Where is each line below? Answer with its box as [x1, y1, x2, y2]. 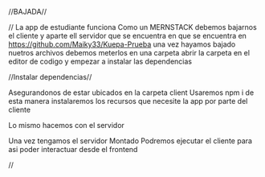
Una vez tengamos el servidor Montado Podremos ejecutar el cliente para [8, 136, 253, 146]
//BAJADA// [8, 7, 47, 16]
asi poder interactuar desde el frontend [8, 145, 138, 154]
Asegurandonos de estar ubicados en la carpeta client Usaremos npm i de [8, 88, 255, 97]
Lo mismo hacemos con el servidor [8, 121, 124, 130]
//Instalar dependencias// [8, 72, 92, 81]
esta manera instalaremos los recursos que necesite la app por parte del [8, 97, 248, 105]
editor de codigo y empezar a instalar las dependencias [8, 56, 193, 66]
